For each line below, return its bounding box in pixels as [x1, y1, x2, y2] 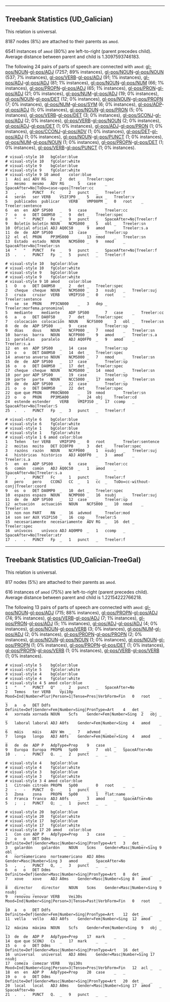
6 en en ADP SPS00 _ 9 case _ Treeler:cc [5, 208, 128, 213]
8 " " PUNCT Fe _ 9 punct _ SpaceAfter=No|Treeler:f [5, 217, 157, 222]
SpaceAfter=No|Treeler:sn [5, 243, 60, 248]
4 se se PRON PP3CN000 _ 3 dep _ [5, 301, 108, 306]
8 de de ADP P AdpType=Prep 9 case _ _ [5, 743, 125, 748]
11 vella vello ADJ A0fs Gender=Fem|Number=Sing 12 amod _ [5, 916, 162, 921]
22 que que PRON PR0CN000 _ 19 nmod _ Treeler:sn [5, 390, 146, 395]
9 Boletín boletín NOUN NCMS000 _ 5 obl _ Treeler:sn [5, 221, 146, 226]
